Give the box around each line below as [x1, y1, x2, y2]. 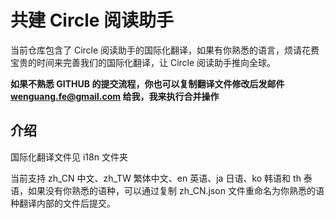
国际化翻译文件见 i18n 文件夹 [10, 151, 128, 163]
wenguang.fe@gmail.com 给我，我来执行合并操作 [10, 90, 220, 102]
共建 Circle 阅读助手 [10, 9, 175, 32]
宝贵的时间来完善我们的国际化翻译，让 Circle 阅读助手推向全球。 [10, 56, 277, 68]
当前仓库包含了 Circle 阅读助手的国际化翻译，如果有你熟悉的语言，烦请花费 [10, 44, 320, 56]
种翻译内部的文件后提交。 [10, 197, 116, 209]
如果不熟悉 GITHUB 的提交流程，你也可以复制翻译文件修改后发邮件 [10, 77, 285, 90]
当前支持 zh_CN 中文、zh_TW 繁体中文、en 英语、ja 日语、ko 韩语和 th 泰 [10, 172, 313, 184]
